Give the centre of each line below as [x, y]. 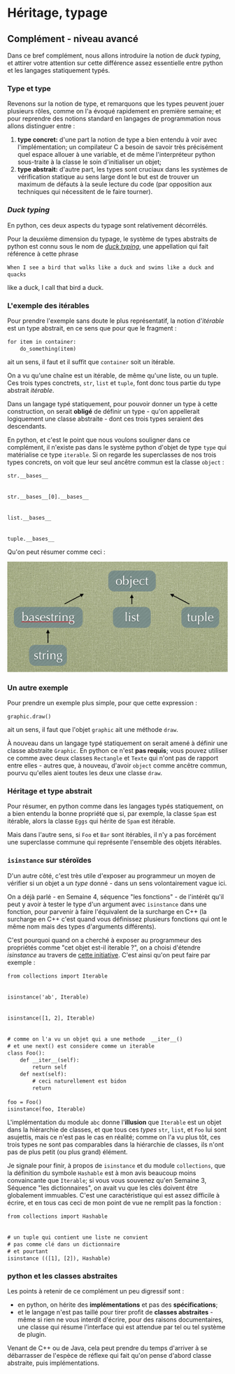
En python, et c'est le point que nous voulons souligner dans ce [99, 440]
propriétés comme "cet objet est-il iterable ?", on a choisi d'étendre [104, 948]
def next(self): [44, 1074]
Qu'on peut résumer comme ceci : [57, 552]
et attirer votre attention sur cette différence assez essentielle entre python [115, 63]
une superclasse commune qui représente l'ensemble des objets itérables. [115, 842]
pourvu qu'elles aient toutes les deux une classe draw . [85, 773]
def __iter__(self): [50, 1060]
